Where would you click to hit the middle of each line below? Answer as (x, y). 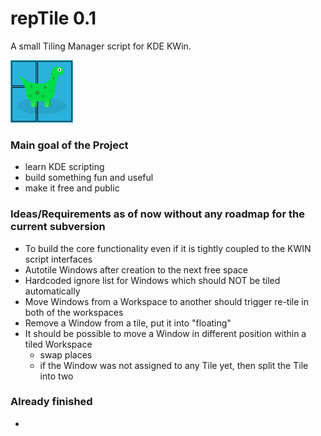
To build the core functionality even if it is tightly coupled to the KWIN (168, 248)
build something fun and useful (89, 178)
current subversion (58, 227)
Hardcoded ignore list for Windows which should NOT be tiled (152, 280)
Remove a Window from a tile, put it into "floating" (128, 323)
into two (56, 376)
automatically (52, 291)
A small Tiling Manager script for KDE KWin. (101, 46)
